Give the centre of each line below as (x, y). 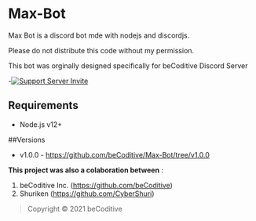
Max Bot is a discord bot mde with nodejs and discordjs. (99, 35)
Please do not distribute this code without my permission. (101, 50)
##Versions (27, 139)
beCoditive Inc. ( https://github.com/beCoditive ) (96, 185)
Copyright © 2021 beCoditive (75, 208)
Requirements (43, 105)
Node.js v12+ (41, 124)
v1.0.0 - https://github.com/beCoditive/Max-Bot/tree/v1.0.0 (115, 154)
